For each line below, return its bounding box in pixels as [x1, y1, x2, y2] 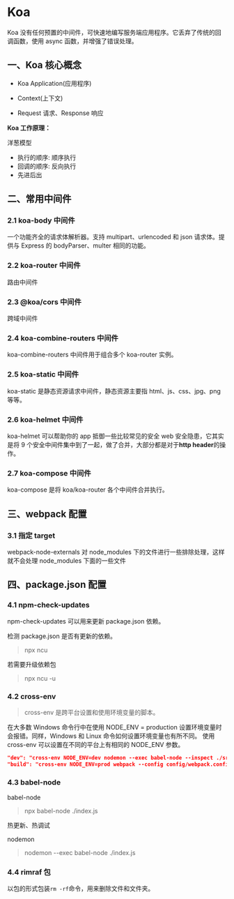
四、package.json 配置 [7, 579, 107, 591]
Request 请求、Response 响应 [17, 109, 104, 117]
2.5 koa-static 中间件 [7, 370, 79, 379]
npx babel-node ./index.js [24, 806, 98, 815]
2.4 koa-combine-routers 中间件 [7, 333, 118, 342]
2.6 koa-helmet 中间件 [7, 414, 84, 424]
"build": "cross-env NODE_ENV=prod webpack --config [7, 761, 164, 768]
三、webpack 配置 [7, 508, 87, 520]
